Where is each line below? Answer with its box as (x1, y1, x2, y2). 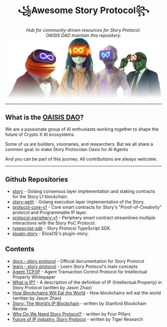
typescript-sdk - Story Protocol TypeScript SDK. (12, 225, 111, 231)
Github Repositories (5, 175, 69, 183)
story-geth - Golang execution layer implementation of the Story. (12, 199, 145, 205)
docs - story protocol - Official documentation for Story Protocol (12, 258, 144, 264)
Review (12, 306, 28, 312)
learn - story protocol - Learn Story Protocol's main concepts (12, 263, 138, 269)
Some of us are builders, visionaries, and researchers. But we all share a (5, 141, 153, 147)
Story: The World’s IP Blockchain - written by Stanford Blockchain (12, 300, 147, 306)
